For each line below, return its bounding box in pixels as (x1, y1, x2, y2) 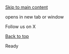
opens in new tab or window (5, 14, 64, 19)
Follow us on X (5, 23, 36, 29)
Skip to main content (5, 4, 48, 10)
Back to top (5, 33, 29, 39)
